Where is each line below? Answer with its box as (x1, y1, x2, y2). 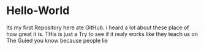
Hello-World (6, 4, 70, 18)
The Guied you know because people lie (6, 37, 108, 44)
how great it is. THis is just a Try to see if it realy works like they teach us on (6, 30, 198, 37)
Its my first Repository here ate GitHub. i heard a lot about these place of (6, 24, 189, 31)
